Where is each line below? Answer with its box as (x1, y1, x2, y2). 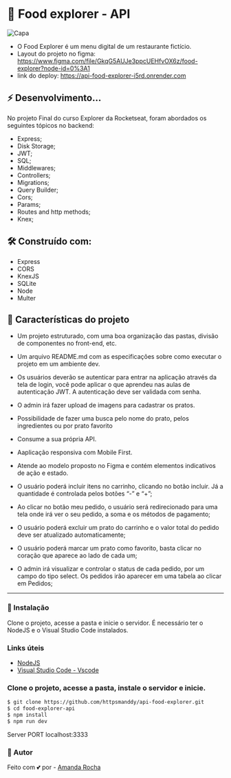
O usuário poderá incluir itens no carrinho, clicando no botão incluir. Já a (16, 482, 223, 491)
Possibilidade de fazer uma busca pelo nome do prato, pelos (16, 414, 189, 423)
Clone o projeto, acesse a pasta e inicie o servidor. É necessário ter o (7, 619, 203, 627)
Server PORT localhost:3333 (7, 730, 88, 738)
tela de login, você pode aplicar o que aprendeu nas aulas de (16, 381, 190, 389)
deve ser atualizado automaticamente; (16, 531, 126, 539)
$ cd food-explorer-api (7, 705, 76, 712)
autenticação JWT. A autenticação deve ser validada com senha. (16, 388, 201, 396)
